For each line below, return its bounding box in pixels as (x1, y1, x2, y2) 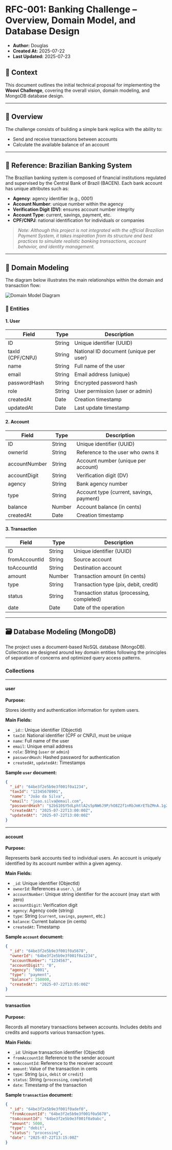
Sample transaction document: (5, 1092, 73, 1098)
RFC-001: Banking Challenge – (5, 4, 137, 15)
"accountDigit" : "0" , (10, 963, 56, 968)
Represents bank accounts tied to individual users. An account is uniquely (5, 855, 161, 861)
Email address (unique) (74, 371, 131, 378)
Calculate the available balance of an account (12, 141, 109, 147)
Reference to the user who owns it (76, 449, 159, 456)
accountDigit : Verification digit (12, 902, 78, 908)
